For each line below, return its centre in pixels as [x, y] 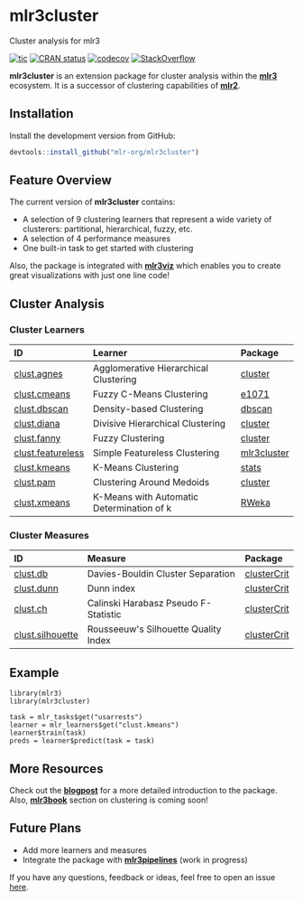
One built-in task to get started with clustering [108, 249]
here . [19, 887]
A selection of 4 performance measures [96, 239]
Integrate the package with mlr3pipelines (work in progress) [135, 859]
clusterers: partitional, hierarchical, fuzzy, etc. [107, 229]
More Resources [56, 769]
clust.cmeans [42, 394]
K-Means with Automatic [146, 497]
